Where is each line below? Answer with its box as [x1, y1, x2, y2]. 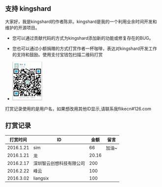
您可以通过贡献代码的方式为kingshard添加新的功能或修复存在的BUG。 [12, 35, 154, 41]
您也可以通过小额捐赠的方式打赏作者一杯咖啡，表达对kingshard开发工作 [12, 46, 157, 51]
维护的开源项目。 [5, 24, 40, 30]
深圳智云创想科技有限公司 [33, 161, 85, 166]
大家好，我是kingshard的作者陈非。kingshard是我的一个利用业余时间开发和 [5, 19, 157, 24]
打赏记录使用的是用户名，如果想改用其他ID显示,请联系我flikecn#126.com [5, 106, 151, 112]
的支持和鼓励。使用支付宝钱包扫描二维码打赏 [12, 51, 103, 57]
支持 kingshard [5, 4, 52, 13]
